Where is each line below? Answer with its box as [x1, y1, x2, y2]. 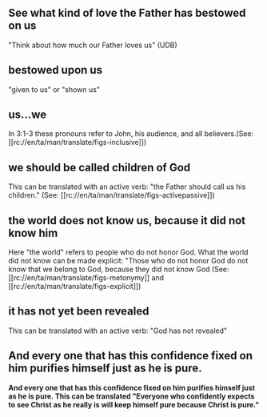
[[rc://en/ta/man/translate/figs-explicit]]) [8, 282, 141, 291]
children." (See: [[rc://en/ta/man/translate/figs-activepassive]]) [8, 190, 216, 200]
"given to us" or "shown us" [8, 84, 100, 94]
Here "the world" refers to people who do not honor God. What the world [8, 247, 249, 257]
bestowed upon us [8, 63, 102, 77]
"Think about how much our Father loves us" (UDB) [8, 40, 177, 50]
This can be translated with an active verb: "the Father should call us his [8, 182, 246, 191]
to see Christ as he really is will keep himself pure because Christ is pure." [8, 399, 260, 409]
